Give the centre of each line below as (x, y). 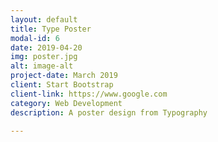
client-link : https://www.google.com (89, 94)
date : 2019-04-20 (46, 47)
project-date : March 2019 (64, 76)
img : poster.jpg (44, 57)
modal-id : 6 (35, 38)
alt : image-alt (42, 66)
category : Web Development (66, 103)
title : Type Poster (51, 29)
